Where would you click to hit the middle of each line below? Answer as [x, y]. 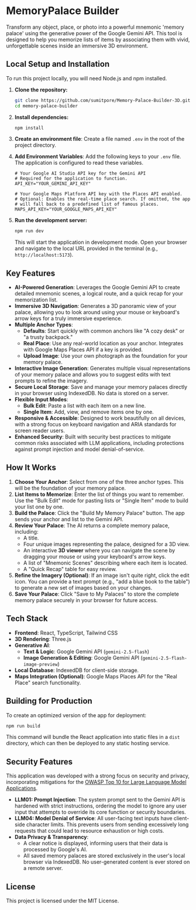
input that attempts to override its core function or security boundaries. [100, 812]
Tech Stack [27, 619]
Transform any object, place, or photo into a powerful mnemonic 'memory [95, 27]
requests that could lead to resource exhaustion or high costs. [89, 831]
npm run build [23, 726]
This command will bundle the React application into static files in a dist [93, 737]
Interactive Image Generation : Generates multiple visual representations [102, 368]
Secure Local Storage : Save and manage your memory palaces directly [101, 387]
